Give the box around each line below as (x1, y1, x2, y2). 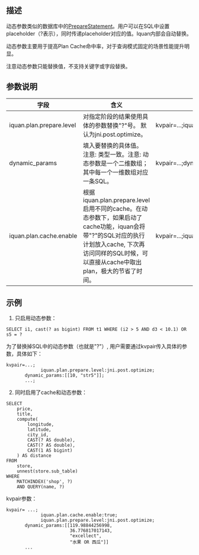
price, (17, 406, 33, 412)
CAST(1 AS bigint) (27, 447, 73, 453)
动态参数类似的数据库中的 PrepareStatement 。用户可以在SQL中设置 (6, 23, 170, 30)
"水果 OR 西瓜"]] (69, 540, 109, 545)
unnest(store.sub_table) (17, 468, 78, 474)
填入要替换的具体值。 (82, 141, 143, 150)
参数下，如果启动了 (88, 213, 143, 222)
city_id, (27, 432, 49, 438)
